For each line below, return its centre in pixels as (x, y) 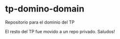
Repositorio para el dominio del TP (40, 22)
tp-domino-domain (45, 9)
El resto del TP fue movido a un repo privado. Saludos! (60, 31)
